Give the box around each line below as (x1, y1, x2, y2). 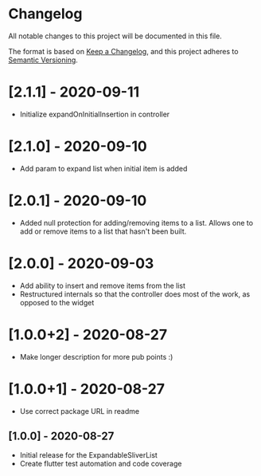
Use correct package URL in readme (19, 406, 140, 415)
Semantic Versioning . (8, 55, 78, 65)
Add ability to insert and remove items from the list (19, 281, 185, 290)
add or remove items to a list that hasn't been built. (19, 226, 187, 236)
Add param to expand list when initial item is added (19, 163, 188, 173)
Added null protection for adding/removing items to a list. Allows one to (19, 218, 253, 227)
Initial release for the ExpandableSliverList (19, 450, 158, 460)
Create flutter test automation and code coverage (19, 459, 182, 469)
